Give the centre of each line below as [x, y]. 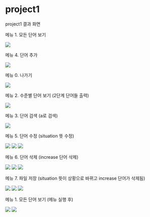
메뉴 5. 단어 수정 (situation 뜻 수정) [40, 136]
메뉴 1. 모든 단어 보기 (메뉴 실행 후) [39, 199]
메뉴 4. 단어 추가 [21, 55]
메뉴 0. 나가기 [19, 75]
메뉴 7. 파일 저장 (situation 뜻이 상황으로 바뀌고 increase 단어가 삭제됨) [75, 178]
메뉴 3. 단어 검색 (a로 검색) [32, 115]
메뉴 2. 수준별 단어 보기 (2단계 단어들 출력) [47, 95]
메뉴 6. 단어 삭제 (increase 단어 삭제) [42, 157]
